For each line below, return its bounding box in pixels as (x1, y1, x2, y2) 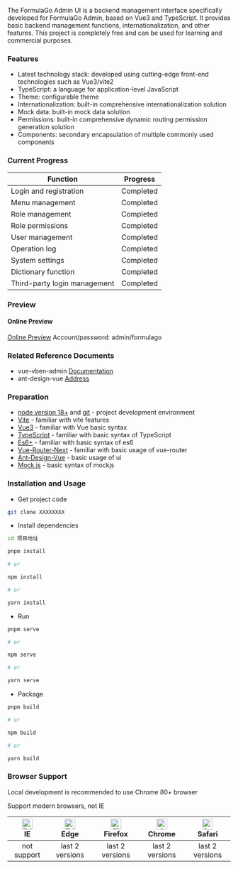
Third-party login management (11, 278, 115, 288)
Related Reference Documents (7, 351, 115, 361)
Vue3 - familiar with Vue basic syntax (17, 423, 127, 432)
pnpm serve (7, 625, 40, 633)
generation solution (17, 123, 74, 131)
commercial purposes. (7, 36, 73, 45)
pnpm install (7, 548, 46, 555)
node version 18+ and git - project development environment (17, 408, 195, 417)
